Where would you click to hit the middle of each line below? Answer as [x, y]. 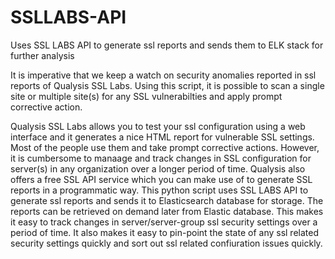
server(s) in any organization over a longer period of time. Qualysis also [158, 168]
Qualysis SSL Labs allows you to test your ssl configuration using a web [158, 126]
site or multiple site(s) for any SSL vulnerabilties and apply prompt [146, 96]
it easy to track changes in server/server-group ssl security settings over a [164, 222]
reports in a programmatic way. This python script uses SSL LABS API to [159, 190]
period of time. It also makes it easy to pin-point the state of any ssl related [165, 232]
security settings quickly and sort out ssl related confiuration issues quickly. [166, 243]
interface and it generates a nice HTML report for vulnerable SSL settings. [162, 137]
